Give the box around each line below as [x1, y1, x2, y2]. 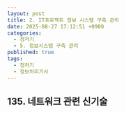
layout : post [7, 10, 45, 17]
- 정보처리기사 [13, 68, 49, 75]
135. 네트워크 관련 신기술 [7, 95, 108, 107]
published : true [7, 49, 54, 56]
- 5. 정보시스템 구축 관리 [13, 42, 79, 49]
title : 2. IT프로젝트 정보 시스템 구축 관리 [7, 17, 120, 24]
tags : [7, 55, 23, 62]
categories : [7, 29, 42, 37]
